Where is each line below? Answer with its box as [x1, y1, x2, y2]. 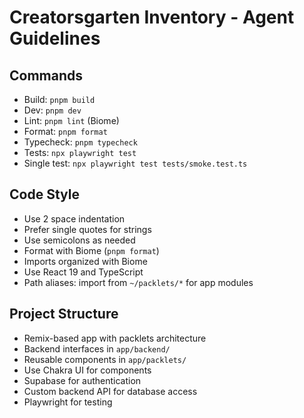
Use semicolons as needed [23, 234, 136, 246]
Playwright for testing [23, 396, 113, 408]
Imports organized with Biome [23, 255, 148, 267]
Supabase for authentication [23, 374, 142, 386]
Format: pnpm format [23, 126, 108, 137]
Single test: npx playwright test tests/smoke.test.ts [23, 157, 248, 169]
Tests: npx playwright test [23, 147, 137, 158]
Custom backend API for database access [23, 385, 198, 397]
